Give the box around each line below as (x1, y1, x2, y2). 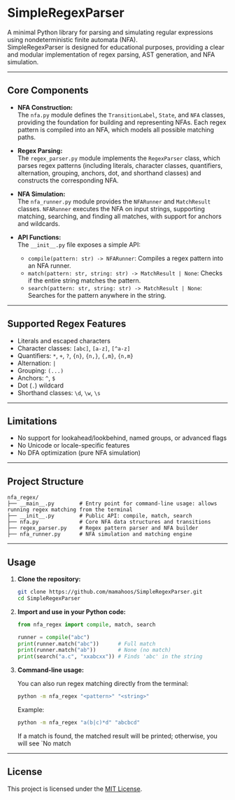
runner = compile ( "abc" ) (17, 634, 90, 641)
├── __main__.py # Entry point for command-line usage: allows (7, 500, 218, 508)
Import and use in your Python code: (17, 607, 126, 616)
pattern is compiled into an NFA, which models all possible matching (17, 125, 215, 134)
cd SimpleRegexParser (17, 594, 80, 602)
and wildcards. (17, 219, 61, 228)
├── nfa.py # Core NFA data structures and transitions (7, 519, 211, 526)
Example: (17, 706, 45, 714)
